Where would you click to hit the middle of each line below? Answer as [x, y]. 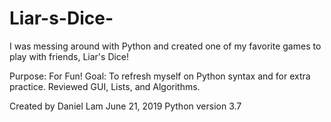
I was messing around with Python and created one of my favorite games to [165, 46]
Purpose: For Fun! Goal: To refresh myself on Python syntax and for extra [160, 76]
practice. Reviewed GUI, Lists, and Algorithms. [105, 86]
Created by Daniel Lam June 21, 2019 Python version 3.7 [125, 106]
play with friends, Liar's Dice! [69, 56]
